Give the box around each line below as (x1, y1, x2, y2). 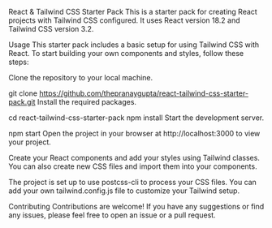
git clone (8, 88, 38, 98)
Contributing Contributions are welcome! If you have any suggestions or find (8, 202, 265, 211)
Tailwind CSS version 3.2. (8, 24, 94, 33)
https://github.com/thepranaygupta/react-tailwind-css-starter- (39, 88, 249, 98)
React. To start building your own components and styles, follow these (8, 49, 244, 58)
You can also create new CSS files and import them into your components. (8, 161, 257, 171)
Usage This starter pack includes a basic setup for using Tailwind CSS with (8, 40, 260, 49)
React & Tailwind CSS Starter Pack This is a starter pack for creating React (8, 7, 257, 16)
